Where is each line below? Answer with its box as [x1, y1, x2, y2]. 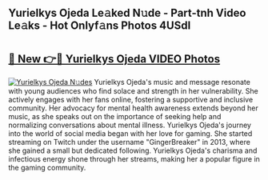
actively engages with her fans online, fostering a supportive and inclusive [8, 95, 254, 104]
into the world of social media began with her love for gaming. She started [8, 129, 253, 138]
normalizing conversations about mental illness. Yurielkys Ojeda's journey [8, 120, 252, 130]
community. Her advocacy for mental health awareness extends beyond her [8, 103, 258, 113]
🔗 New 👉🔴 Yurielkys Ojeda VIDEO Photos [8, 52, 221, 66]
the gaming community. [8, 163, 86, 172]
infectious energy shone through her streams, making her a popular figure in [8, 154, 260, 163]
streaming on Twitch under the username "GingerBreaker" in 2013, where [8, 138, 250, 146]
